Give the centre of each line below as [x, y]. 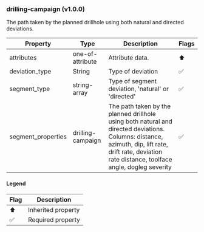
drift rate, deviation [135, 152]
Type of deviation [133, 72]
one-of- [85, 54]
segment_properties [38, 137]
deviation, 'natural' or [138, 89]
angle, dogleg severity [140, 167]
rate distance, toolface [140, 160]
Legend [16, 183]
